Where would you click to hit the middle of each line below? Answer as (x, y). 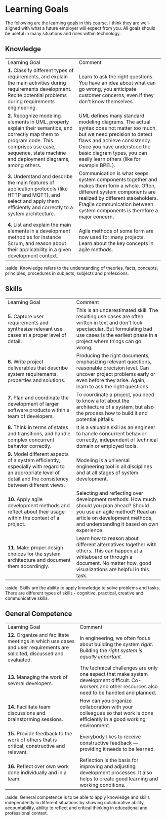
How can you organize (106, 701)
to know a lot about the (103, 401)
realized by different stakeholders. (118, 198)
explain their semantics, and (40, 128)
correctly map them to (33, 134)
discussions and (26, 713)
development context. (33, 255)
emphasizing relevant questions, (114, 361)
